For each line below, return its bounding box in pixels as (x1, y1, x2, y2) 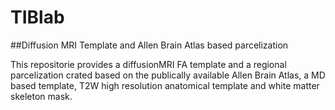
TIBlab (10, 6, 65, 29)
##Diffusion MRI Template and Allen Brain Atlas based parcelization (10, 39, 289, 51)
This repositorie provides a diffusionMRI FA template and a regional (10, 58, 287, 70)
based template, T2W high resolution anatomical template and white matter (10, 79, 320, 91)
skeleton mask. (10, 90, 73, 102)
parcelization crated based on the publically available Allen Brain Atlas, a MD (10, 69, 326, 81)
